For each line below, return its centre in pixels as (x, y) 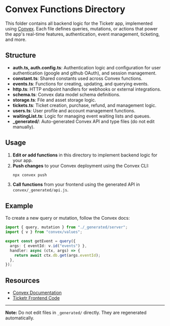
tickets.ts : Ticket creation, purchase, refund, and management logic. (84, 105)
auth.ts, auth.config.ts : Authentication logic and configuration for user (87, 67)
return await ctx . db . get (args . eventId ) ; (57, 255)
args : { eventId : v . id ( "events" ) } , (48, 246)
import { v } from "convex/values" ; (44, 232)
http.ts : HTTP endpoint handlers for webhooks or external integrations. (87, 89)
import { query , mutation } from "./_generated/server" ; (67, 227)
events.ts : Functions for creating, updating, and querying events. (81, 84)
